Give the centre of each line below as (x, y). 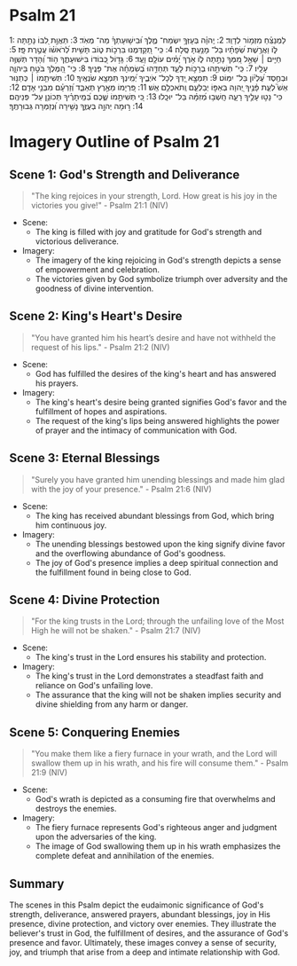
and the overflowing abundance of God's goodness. (130, 553)
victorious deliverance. (77, 241)
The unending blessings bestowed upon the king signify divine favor (160, 544)
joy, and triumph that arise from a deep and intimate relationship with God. (145, 952)
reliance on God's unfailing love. (94, 686)
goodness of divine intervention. (94, 288)
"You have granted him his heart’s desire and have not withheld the (153, 337)
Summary (37, 884)
